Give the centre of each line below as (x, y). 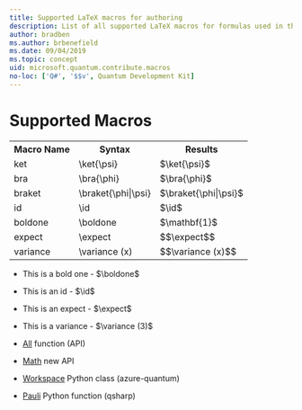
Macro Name (42, 149)
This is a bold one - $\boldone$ (81, 273)
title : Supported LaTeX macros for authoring (96, 18)
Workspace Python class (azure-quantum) (101, 378)
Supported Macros (81, 120)
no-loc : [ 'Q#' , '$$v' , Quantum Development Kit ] (102, 76)
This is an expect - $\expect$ (77, 308)
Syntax (115, 149)
